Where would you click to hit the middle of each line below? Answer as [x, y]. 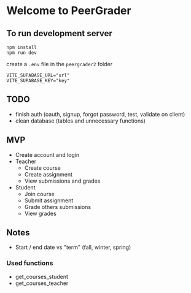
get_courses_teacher [42, 283]
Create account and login [47, 154]
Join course [40, 194]
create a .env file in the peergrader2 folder [59, 64]
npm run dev [21, 53]
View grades [40, 213]
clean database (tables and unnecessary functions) [80, 121]
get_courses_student [42, 276]
